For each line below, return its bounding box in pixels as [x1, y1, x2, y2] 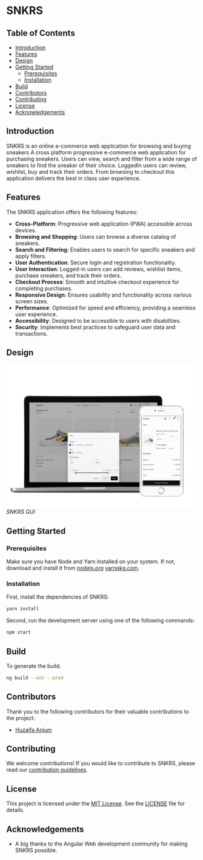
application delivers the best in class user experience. [6, 174, 141, 182]
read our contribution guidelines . [6, 766, 88, 774]
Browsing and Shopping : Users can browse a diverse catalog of [15, 233, 176, 240]
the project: [6, 714, 35, 721]
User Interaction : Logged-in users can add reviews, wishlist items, [15, 265, 182, 272]
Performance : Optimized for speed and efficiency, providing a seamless [15, 304, 196, 311]
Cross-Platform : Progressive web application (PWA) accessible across [15, 220, 193, 227]
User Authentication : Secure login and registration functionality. [15, 259, 177, 266]
